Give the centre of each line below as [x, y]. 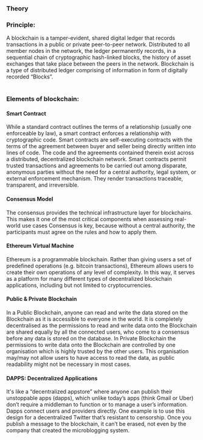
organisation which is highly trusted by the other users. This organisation [98, 351]
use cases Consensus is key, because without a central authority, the [108, 225]
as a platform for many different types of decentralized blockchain [89, 278]
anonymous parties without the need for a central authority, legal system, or [101, 172]
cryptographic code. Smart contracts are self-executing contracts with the [99, 140]
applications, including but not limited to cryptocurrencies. [79, 285]
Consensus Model [30, 199]
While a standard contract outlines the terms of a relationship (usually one [99, 127]
